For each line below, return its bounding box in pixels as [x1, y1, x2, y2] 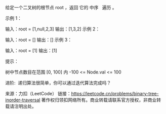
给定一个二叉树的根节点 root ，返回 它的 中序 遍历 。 [5, 5, 117, 10]
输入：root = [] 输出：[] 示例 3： [5, 37, 72, 43]
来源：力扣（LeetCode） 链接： [5, 91, 72, 96]
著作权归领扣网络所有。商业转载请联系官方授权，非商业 [41, 97, 157, 103]
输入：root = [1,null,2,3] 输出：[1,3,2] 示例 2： [5, 26, 100, 32]
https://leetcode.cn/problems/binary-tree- [71, 91, 159, 96]
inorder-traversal [5, 97, 40, 103]
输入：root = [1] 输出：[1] [5, 48, 57, 53]
